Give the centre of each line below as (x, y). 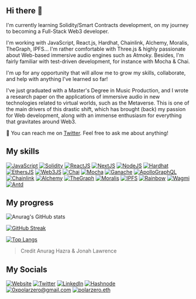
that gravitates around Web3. (41, 122)
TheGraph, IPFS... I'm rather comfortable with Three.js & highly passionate (96, 49)
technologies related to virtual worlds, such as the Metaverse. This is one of (98, 103)
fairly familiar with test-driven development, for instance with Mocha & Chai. (98, 61)
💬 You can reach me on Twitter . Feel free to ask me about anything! (87, 133)
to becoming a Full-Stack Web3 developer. (58, 31)
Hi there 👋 (24, 11)
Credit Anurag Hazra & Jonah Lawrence (69, 251)
